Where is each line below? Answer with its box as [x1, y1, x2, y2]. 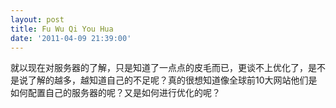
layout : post [10, 14, 65, 25]
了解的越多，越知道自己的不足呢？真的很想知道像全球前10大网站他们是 [27, 74, 318, 86]
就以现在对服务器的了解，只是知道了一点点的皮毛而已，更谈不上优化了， [10, 62, 308, 74]
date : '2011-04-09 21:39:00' [10, 33, 132, 43]
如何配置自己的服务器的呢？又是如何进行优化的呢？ [10, 87, 221, 99]
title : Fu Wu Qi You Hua [10, 24, 114, 34]
